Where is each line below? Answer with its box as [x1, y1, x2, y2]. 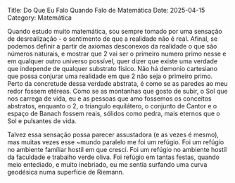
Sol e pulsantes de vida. [7, 117, 77, 125]
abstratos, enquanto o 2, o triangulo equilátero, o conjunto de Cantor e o [7, 102, 217, 110]
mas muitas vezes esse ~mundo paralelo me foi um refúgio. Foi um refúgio [7, 138, 224, 146]
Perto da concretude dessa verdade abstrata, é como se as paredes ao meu [7, 80, 228, 87]
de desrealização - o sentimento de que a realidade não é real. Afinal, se [7, 34, 218, 43]
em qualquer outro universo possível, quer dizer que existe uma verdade [7, 57, 218, 65]
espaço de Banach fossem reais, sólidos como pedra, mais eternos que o [7, 109, 220, 118]
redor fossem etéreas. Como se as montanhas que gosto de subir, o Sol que [7, 87, 228, 95]
